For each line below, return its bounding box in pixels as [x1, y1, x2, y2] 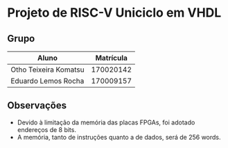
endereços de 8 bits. [17, 125, 76, 133]
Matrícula [95, 54, 128, 63]
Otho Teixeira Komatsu [10, 65, 85, 74]
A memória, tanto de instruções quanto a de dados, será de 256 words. [17, 133, 221, 141]
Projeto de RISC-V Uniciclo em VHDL [7, 5, 222, 21]
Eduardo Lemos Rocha [10, 76, 85, 85]
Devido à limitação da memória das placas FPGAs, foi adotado [17, 118, 195, 126]
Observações [7, 99, 67, 112]
